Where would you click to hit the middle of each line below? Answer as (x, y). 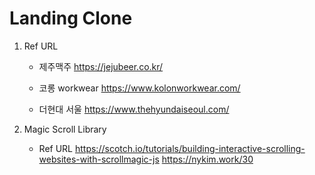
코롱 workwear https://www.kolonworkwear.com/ (139, 88)
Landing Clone (71, 18)
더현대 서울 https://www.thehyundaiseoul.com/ (134, 109)
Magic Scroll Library (65, 129)
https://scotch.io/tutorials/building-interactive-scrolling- (190, 148)
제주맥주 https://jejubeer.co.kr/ (101, 66)
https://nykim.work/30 (207, 159)
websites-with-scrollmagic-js (99, 159)
